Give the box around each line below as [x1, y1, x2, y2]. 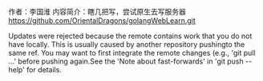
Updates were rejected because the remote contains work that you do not [8, 31, 253, 40]
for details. [26, 65, 63, 74]
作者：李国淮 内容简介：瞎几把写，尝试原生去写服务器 [8, 7, 186, 16]
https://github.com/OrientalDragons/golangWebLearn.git [8, 16, 196, 25]
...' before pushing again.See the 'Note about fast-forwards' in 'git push [8, 56, 244, 66]
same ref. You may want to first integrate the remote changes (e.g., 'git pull [8, 48, 256, 57]
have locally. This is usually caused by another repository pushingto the [8, 40, 245, 49]
